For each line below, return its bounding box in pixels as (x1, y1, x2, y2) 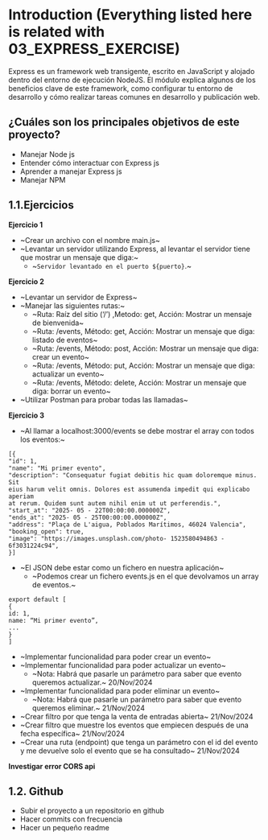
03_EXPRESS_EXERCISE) (8, 40, 180, 58)
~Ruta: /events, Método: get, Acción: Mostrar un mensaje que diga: (31, 326, 255, 336)
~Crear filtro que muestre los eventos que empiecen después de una (19, 720, 249, 730)
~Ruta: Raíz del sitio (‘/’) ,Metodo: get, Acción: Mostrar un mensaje (31, 309, 252, 319)
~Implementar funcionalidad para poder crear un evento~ (19, 652, 212, 661)
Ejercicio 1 (8, 220, 43, 229)
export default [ (8, 595, 67, 603)
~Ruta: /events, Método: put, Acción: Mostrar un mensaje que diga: (31, 360, 255, 370)
